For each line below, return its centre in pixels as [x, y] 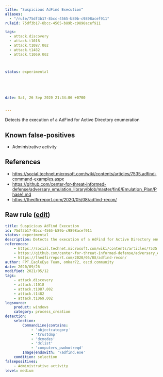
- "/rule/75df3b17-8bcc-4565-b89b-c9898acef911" [59, 18]
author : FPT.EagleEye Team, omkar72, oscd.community [59, 262]
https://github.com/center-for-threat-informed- [59, 184]
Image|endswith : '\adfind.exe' [54, 353]
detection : [16, 316]
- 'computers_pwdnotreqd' [57, 348]
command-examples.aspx [38, 179]
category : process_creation [42, 312]
